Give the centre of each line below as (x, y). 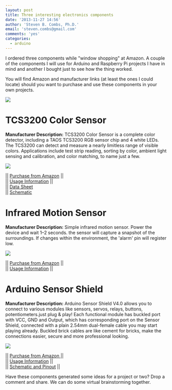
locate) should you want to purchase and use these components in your (81, 84)
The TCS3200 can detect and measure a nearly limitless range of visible (82, 145)
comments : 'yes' (23, 34)
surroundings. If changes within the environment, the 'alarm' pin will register (86, 238)
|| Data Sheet (19, 187)
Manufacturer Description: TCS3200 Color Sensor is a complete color (80, 134)
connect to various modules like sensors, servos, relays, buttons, (74, 309)
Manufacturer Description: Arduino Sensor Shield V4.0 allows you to (79, 303)
